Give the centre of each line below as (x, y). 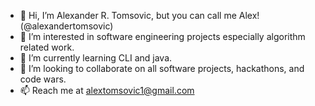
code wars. (43, 79)
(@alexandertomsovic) (66, 26)
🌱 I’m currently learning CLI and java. (96, 58)
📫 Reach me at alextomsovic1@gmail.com (107, 90)
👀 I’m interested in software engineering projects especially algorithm (162, 36)
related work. (47, 47)
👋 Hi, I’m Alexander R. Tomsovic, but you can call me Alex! (139, 15)
